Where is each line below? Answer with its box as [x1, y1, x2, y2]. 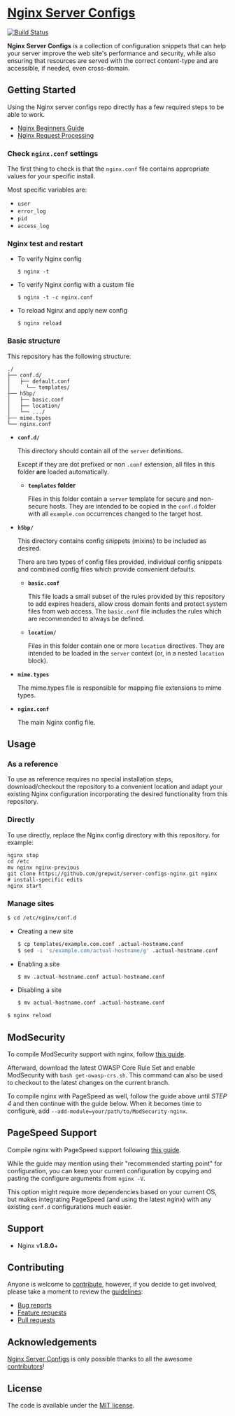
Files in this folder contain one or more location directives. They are [27, 642, 225, 650]
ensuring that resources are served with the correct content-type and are [7, 56, 219, 64]
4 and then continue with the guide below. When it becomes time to [7, 1099, 202, 1107]
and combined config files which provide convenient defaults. [17, 565, 196, 573]
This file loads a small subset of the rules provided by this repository [27, 592, 225, 600]
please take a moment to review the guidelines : [7, 1287, 143, 1296]
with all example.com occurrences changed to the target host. [27, 509, 203, 518]
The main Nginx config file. [17, 718, 96, 726]
